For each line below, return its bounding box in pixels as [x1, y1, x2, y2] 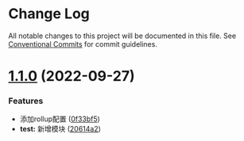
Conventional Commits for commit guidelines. [8, 39, 157, 48]
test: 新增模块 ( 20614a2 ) [19, 124, 102, 134]
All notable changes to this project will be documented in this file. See [8, 31, 237, 40]
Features [8, 96, 44, 107]
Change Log [8, 5, 90, 23]
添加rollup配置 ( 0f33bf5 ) [19, 114, 101, 124]
